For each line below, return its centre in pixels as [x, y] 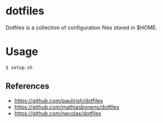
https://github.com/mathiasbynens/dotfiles [67, 107]
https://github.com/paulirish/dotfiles [59, 100]
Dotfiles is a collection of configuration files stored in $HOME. [81, 27]
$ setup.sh [19, 67]
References [27, 86]
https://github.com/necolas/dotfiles [58, 113]
